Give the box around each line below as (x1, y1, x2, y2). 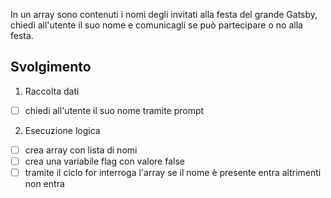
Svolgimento (10, 59, 92, 76)
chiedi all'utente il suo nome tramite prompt (24, 104, 205, 116)
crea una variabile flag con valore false (24, 155, 185, 167)
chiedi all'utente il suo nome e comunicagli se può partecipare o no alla (10, 19, 303, 31)
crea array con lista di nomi (24, 144, 138, 156)
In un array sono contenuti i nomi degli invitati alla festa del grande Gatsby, (10, 9, 318, 20)
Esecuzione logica (24, 124, 101, 136)
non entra (24, 178, 65, 190)
